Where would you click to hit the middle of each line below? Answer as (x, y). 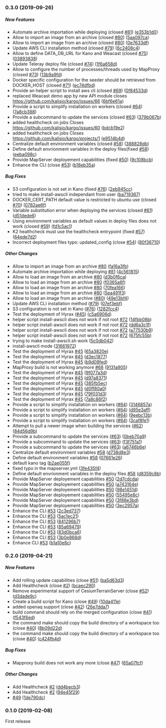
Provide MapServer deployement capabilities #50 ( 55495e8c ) (76, 495)
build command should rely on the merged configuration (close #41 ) (82, 612)
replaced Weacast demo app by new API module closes (70, 96)
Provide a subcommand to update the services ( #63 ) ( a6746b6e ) (79, 447)
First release (18, 721)
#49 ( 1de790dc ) (29, 697)
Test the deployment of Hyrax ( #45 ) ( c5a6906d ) (62, 314)
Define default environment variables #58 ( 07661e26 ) (67, 457)
